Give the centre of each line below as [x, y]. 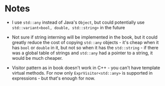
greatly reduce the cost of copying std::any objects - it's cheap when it [85, 42]
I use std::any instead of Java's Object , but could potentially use [78, 22]
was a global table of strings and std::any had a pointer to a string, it [82, 53]
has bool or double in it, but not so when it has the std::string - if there [85, 47]
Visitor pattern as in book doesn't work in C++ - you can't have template [86, 68]
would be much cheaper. [37, 58]
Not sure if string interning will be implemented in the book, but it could [84, 37]
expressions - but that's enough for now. [53, 78]
